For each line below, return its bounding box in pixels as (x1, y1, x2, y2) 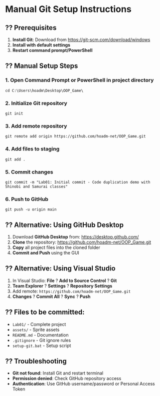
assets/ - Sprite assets (12, 326, 60, 332)
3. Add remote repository (5, 122, 67, 129)
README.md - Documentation (12, 331, 69, 338)
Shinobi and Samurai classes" (5, 184, 68, 189)
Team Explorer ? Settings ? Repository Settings (12, 282, 113, 288)
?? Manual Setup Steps (5, 61, 78, 70)
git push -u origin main (5, 207, 57, 212)
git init (5, 111, 23, 116)
